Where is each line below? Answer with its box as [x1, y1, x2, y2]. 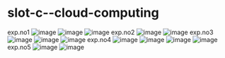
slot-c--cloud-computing [7, 5, 159, 21]
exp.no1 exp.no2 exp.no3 [7, 28, 214, 36]
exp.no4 [87, 35, 112, 43]
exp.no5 [7, 43, 32, 51]
